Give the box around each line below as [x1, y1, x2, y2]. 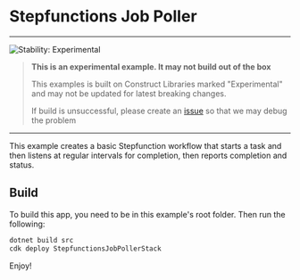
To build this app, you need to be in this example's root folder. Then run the [9, 209, 286, 219]
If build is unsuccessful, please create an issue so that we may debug [30, 105, 287, 116]
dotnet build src [9, 235, 74, 244]
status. [9, 159, 35, 170]
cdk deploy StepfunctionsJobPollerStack [9, 243, 162, 253]
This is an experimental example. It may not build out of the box [30, 61, 271, 72]
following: [9, 218, 46, 229]
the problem [30, 114, 77, 126]
